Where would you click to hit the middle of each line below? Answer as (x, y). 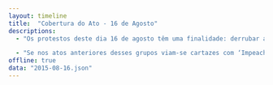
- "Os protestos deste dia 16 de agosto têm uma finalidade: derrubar (138, 38)
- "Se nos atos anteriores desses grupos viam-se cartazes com (125, 53)
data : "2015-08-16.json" (50, 68)
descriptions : (32, 31)
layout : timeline (38, 16)
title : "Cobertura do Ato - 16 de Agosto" (83, 23)
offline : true (32, 61)
